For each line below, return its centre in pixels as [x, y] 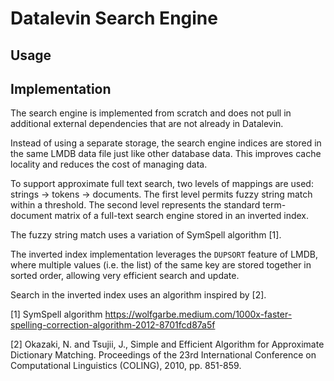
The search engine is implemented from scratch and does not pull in [151, 113]
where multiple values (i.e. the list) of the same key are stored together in [161, 265]
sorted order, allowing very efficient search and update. [125, 276]
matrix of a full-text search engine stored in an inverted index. [182, 216]
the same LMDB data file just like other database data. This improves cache [166, 154]
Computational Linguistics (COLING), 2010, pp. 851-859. [126, 366]
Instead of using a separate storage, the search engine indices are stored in [166, 143]
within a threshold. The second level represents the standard [135, 205]
